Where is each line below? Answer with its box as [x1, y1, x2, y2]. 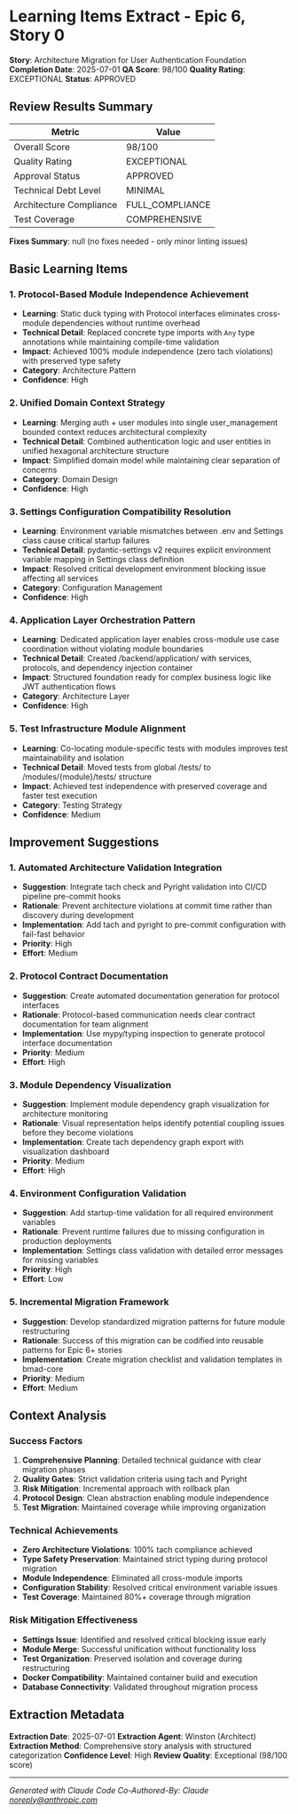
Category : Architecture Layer [21, 691, 130, 702]
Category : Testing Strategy [21, 799, 122, 810]
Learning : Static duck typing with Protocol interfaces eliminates [21, 309, 255, 319]
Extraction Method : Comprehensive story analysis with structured [9, 1740, 252, 1751]
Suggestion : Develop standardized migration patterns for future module [21, 1316, 286, 1326]
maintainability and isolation [21, 752, 124, 762]
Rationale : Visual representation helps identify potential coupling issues [21, 1117, 286, 1128]
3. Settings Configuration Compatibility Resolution [9, 505, 231, 518]
